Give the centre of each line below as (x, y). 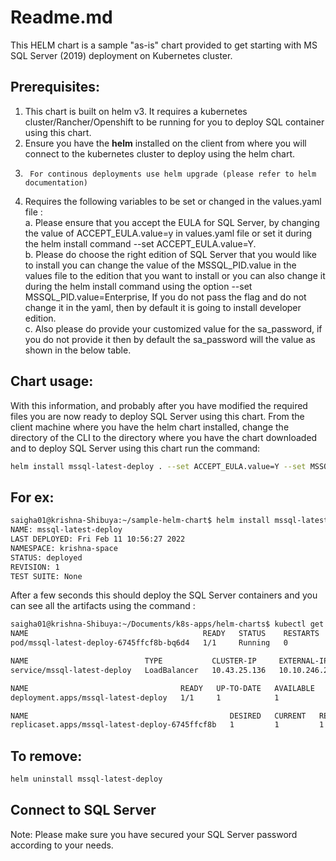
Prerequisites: (55, 87)
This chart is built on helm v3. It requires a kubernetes (136, 111)
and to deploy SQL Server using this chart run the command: (135, 448)
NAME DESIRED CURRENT (158, 716)
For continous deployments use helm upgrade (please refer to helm (173, 174)
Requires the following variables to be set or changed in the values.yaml (173, 201)
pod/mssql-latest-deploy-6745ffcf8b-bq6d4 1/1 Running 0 (149, 643)
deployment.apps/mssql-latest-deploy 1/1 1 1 (145, 697)
